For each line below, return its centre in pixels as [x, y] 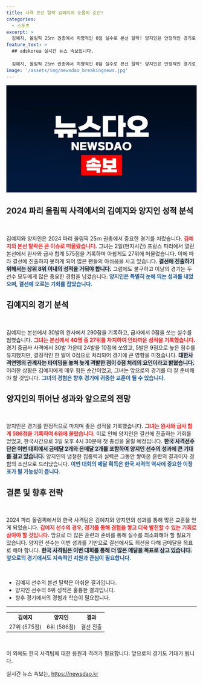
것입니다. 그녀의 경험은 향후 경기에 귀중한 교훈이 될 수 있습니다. [92, 378]
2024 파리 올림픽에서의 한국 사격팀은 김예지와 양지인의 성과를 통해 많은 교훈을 [98, 520]
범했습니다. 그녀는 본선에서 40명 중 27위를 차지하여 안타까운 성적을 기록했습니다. [101, 340]
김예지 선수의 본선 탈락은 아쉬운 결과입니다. [66, 582]
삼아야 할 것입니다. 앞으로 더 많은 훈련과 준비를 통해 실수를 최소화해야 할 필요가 [99, 535]
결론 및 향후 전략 [35, 492]
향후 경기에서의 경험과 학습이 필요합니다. [63, 598]
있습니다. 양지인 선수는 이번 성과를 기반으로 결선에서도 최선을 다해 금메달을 [94, 543]
